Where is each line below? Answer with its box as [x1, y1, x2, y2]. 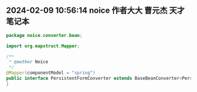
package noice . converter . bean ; [6, 32, 83, 38]
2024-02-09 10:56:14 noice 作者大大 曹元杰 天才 [6, 5, 185, 16]
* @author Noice [8, 59, 49, 65]
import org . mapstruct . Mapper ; [6, 43, 80, 49]
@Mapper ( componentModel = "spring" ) [6, 70, 96, 76]
